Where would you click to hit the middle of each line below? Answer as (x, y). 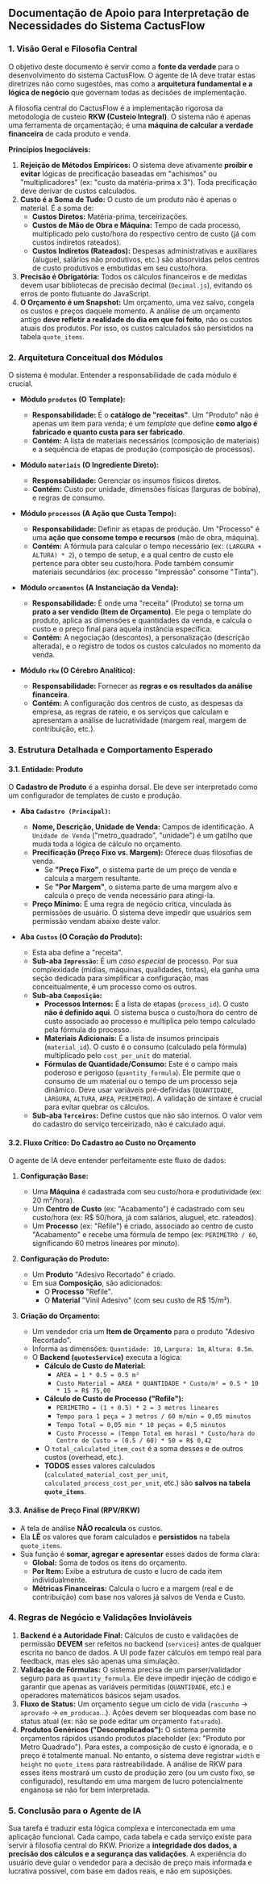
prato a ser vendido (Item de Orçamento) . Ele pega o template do (142, 611)
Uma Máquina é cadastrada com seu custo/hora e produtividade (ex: (147, 1192)
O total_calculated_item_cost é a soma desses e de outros (143, 1449)
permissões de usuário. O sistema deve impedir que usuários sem (142, 913)
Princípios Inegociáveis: (50, 149)
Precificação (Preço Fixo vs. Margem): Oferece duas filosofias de (142, 853)
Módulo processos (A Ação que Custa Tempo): (98, 513)
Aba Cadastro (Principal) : (65, 812)
